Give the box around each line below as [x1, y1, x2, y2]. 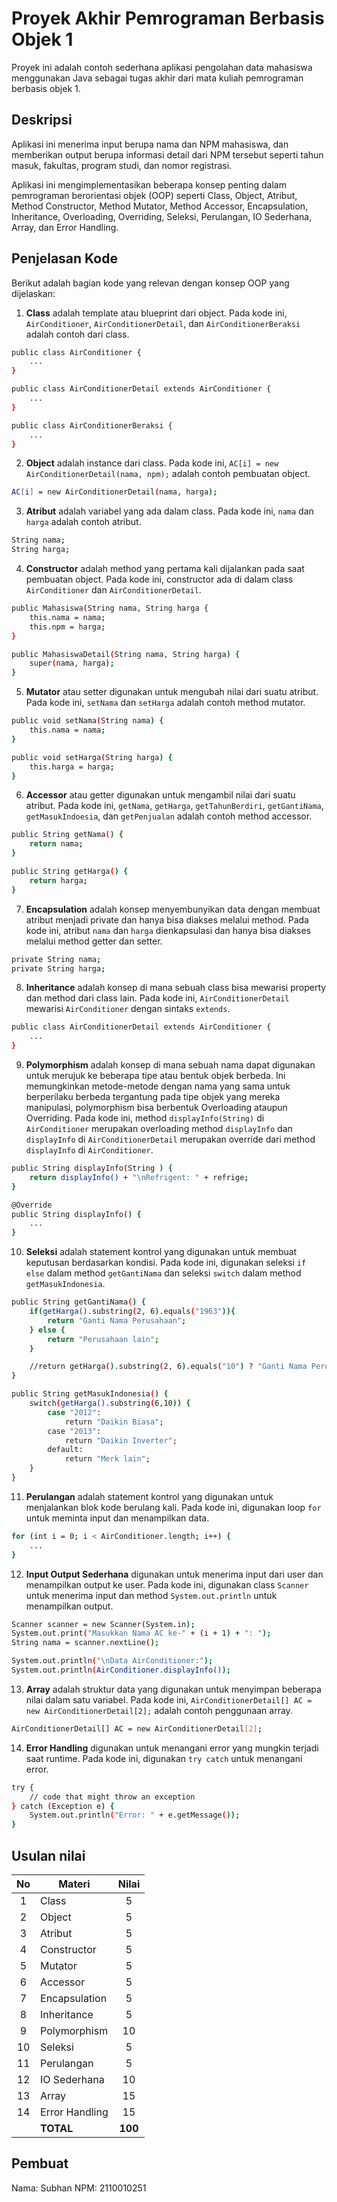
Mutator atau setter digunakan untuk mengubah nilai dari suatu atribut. [25, 686, 319, 698]
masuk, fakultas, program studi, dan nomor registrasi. [11, 159, 233, 171]
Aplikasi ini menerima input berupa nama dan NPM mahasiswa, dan [11, 138, 289, 150]
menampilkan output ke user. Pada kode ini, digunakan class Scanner [25, 1578, 309, 1591]
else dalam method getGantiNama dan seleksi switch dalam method [25, 1267, 302, 1279]
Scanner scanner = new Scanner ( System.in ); [11, 1619, 196, 1629]
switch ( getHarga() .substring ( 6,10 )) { [29, 1398, 191, 1409]
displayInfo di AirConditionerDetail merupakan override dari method [25, 1133, 316, 1146]
